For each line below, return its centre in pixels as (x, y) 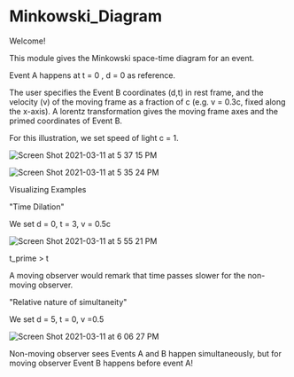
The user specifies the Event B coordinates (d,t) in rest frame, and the (136, 92)
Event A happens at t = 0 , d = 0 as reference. (92, 75)
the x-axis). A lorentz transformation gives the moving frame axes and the (144, 111)
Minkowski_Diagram (85, 16)
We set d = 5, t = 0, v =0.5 (57, 319)
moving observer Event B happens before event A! (101, 363)
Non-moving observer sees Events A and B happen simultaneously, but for (145, 353)
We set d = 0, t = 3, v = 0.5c (60, 224)
